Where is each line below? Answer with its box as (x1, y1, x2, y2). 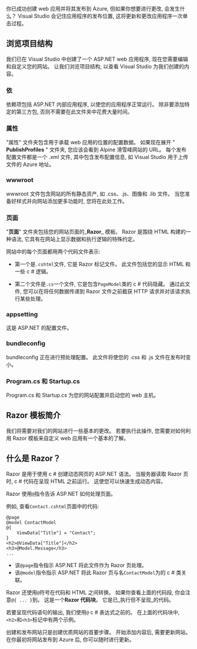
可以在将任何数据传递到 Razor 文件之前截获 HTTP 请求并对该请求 (28, 288, 185, 294)
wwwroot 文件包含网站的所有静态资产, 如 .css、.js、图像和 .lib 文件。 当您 (6, 190, 185, 197)
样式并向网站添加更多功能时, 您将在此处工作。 (16, 197, 128, 204)
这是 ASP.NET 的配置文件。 (6, 324, 72, 332)
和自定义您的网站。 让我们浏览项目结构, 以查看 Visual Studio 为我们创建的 (6, 62, 184, 69)
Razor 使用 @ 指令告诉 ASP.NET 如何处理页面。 (6, 490, 116, 497)
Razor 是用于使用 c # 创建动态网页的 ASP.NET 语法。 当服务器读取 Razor (6, 470, 182, 477)
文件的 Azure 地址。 (6, 161, 55, 168)
